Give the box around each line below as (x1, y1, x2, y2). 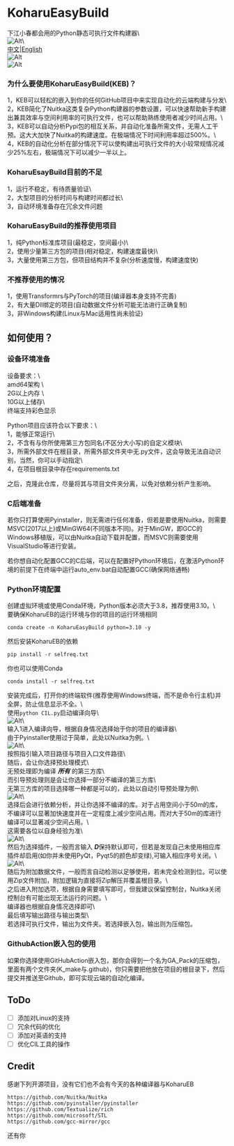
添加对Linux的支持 (17, 1014, 70, 1022)
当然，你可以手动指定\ (19, 456, 84, 464)
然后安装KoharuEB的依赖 (7, 637, 79, 646)
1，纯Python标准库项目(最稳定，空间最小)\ (7, 238, 129, 247)
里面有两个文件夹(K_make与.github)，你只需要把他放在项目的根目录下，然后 (7, 965, 225, 973)
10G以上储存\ (7, 397, 45, 405)
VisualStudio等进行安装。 (7, 542, 80, 550)
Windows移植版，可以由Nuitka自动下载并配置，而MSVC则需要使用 (7, 533, 198, 541)
